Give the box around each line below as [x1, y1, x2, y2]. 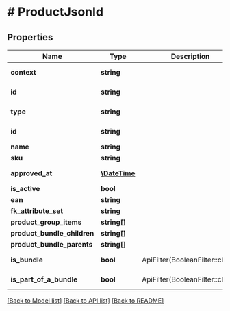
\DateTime [100, 169, 136, 178]
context [10, 68, 36, 77]
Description [170, 52, 210, 61]
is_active [10, 184, 40, 193]
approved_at [10, 169, 53, 178]
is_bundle [10, 255, 43, 264]
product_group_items [10, 217, 82, 227]
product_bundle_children [10, 229, 94, 238]
